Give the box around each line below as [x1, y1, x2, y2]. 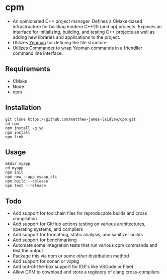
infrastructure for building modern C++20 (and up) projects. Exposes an [12, 23, 162, 29]
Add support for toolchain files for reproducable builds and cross [12, 210, 147, 216]
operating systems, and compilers [12, 226, 83, 232]
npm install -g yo [5, 125, 44, 131]
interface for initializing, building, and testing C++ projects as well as [12, 29, 155, 35]
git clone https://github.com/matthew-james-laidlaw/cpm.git [5, 117, 136, 122]
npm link [5, 134, 24, 139]
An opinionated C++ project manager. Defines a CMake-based [12, 18, 142, 24]
